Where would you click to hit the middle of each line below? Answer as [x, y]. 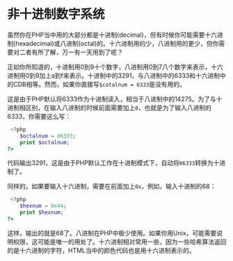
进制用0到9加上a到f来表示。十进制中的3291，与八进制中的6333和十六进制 [114, 75]
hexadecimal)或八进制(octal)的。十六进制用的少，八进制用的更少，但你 [117, 43]
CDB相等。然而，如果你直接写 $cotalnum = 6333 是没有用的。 [99, 84]
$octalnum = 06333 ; [48, 136]
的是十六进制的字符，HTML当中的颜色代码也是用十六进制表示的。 [102, 250]
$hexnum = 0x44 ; [43, 206]
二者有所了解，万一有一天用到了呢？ [71, 52]
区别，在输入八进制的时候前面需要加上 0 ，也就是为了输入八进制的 [119, 108]
